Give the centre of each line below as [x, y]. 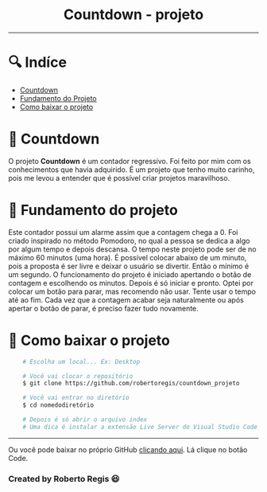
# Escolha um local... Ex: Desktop [81, 361]
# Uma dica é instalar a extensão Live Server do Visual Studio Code [140, 427]
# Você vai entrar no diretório [76, 398]
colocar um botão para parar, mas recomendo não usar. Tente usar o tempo [132, 291]
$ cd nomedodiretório [58, 405]
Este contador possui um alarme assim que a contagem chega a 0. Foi [123, 232]
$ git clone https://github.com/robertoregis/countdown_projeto [131, 384]
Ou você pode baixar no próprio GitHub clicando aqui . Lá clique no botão [128, 449]
